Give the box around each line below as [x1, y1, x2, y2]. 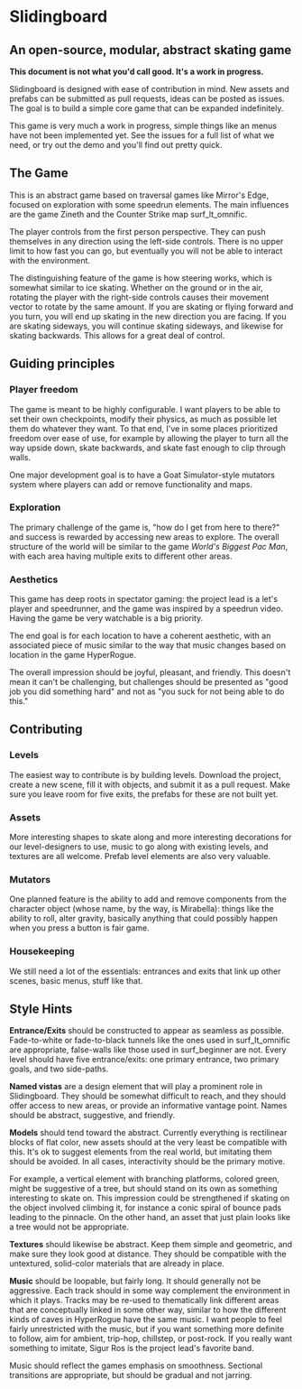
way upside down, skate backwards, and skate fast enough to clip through [9, 442, 286, 453]
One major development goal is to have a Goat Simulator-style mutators [9, 469, 275, 480]
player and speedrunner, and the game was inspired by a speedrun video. [9, 603, 284, 615]
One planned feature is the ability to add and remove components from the [9, 894, 287, 904]
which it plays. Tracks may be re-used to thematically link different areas [9, 1295, 279, 1306]
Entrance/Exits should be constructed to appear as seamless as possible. [9, 1025, 285, 1036]
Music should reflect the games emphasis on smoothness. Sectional [9, 1360, 263, 1371]
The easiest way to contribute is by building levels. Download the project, [9, 769, 281, 780]
